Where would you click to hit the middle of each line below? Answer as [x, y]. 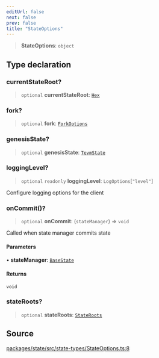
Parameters [21, 247]
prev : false [21, 23]
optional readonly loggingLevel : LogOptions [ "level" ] [87, 181]
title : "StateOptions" [35, 29]
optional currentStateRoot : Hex [60, 94]
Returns [17, 274]
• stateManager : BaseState [40, 260]
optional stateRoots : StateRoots [61, 315]
